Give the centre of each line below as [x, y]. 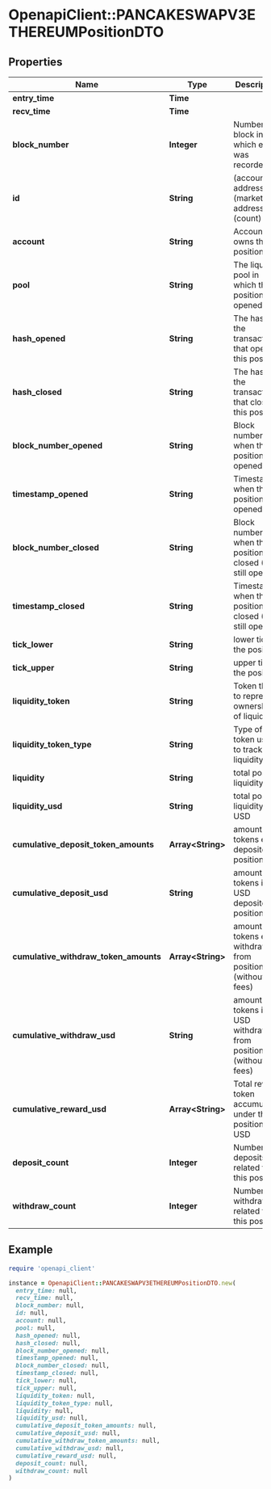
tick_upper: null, [47, 1388]
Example [31, 1250]
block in [248, 135]
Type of [248, 729]
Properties [35, 62]
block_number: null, [50, 1306]
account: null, [41, 1321]
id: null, [32, 1313]
